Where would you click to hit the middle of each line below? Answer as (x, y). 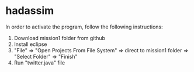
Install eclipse (30, 44)
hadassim (30, 11)
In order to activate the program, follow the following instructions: (84, 27)
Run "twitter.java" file (39, 63)
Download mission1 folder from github (60, 38)
